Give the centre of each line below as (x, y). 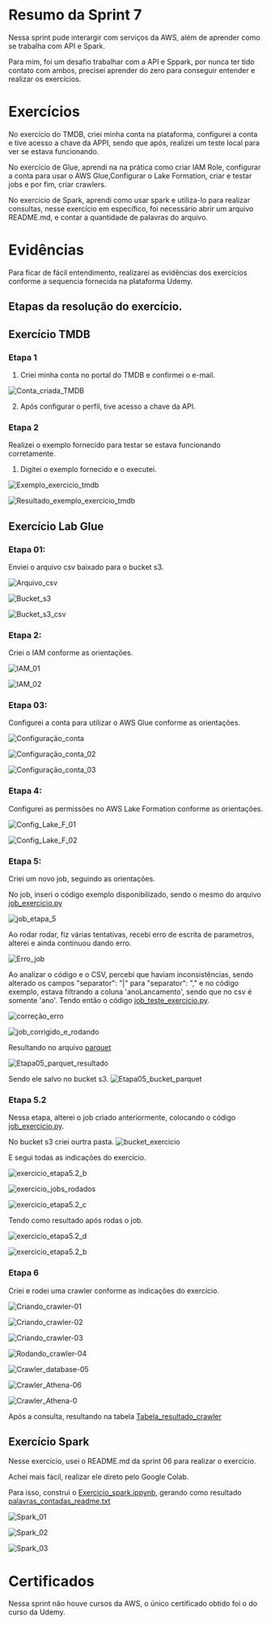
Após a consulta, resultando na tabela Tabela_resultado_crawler (115, 1416)
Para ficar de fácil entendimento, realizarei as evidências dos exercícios (128, 272)
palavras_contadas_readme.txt (59, 1501)
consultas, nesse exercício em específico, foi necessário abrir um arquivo (131, 208)
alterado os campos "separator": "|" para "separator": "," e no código (124, 984)
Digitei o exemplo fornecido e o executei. (88, 469)
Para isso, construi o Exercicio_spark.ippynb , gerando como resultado (125, 1493)
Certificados (51, 1581)
